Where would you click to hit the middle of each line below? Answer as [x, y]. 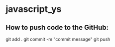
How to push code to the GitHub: [57, 27]
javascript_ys [34, 9]
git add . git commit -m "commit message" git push [58, 39]
